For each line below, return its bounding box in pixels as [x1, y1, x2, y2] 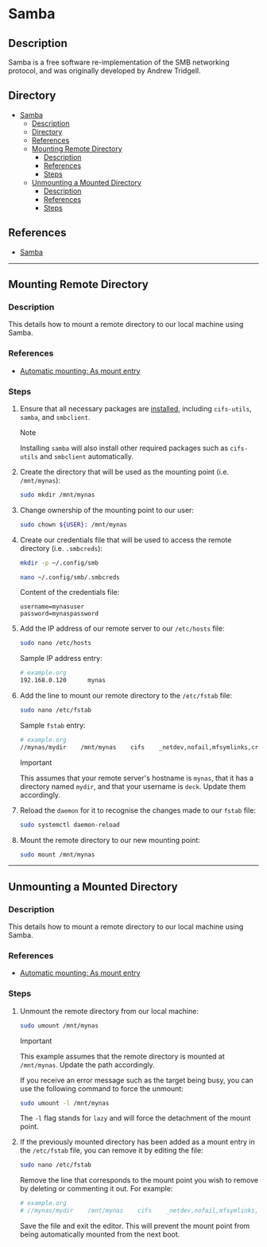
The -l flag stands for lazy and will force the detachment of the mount [19, 1113, 251, 1123]
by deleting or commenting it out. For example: [19, 1184, 173, 1194]
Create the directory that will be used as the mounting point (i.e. [19, 467, 229, 476]
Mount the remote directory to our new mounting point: [19, 835, 201, 845]
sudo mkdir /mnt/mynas [19, 491, 95, 499]
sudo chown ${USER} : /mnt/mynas [19, 520, 127, 529]
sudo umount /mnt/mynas [19, 1021, 99, 1030]
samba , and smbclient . [19, 412, 91, 421]
